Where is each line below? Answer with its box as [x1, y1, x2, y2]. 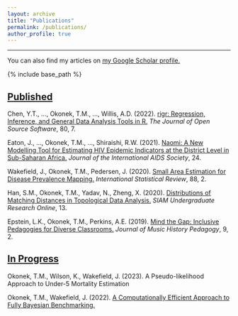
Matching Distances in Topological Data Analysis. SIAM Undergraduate [7, 196, 215, 205]
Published [7, 90, 53, 103]
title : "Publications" [7, 17, 74, 24]
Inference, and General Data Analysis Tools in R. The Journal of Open [7, 117, 210, 126]
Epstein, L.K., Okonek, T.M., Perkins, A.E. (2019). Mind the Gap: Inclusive [7, 217, 220, 226]
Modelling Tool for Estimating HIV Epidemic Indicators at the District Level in [7, 146, 229, 155]
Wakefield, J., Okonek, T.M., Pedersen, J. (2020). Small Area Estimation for [7, 168, 227, 176]
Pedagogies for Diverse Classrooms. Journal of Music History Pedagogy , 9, [7, 225, 229, 234]
